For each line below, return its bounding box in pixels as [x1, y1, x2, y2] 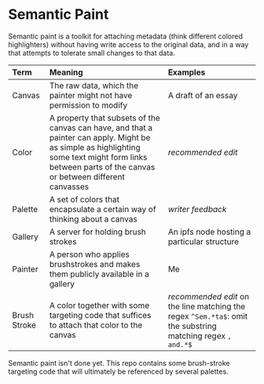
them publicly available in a [49, 269, 149, 280]
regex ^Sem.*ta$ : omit [167, 310, 248, 321]
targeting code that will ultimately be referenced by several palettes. [8, 367, 229, 376]
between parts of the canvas [49, 161, 156, 172]
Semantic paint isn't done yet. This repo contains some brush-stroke [8, 358, 230, 368]
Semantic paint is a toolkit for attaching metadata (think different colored [8, 31, 244, 41]
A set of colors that [49, 194, 120, 205]
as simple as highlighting [49, 141, 141, 152]
